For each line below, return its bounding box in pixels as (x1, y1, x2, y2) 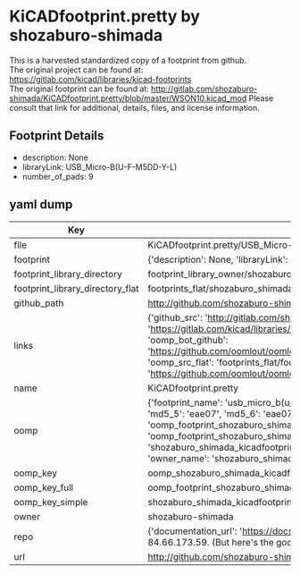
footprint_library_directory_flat (13, 282, 139, 294)
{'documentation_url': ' (146, 525, 243, 537)
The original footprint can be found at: (9, 83, 149, 94)
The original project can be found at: (9, 64, 144, 75)
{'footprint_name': (146, 396, 223, 409)
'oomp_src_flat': (146, 356, 214, 368)
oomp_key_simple (13, 495, 88, 508)
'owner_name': (146, 452, 210, 464)
